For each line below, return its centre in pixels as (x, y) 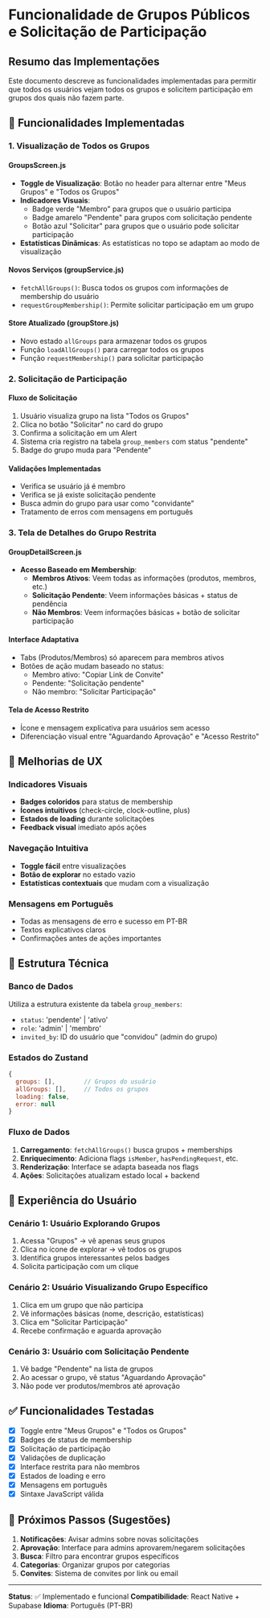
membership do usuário (59, 296)
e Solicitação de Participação (108, 32)
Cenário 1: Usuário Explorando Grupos (84, 1223)
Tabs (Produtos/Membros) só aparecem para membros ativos (122, 657)
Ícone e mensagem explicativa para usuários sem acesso (115, 727)
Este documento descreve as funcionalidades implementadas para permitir (133, 81)
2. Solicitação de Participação (68, 379)
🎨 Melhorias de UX (55, 762)
